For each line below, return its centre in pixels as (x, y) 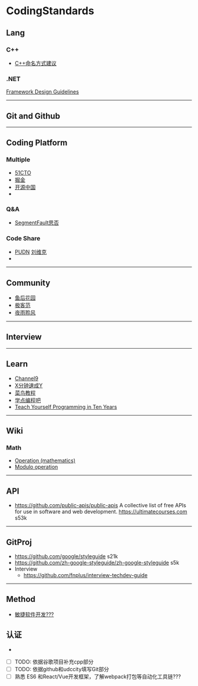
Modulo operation (36, 467)
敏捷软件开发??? (34, 614)
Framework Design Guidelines (43, 92)
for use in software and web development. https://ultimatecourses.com (101, 512)
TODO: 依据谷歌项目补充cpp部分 (54, 662)
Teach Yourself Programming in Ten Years (66, 407)
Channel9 (26, 378)
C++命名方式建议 (36, 63)
